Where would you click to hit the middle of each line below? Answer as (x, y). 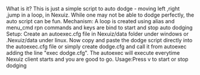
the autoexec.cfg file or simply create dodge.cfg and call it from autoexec (96, 46)
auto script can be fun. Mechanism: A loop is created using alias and (90, 21)
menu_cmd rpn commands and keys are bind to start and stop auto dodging (99, 27)
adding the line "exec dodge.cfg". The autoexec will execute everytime (93, 53)
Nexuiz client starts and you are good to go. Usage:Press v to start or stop (97, 59)
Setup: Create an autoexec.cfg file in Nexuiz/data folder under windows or (98, 34)
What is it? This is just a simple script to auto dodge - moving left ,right (93, 9)
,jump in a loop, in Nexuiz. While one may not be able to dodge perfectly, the (100, 15)
